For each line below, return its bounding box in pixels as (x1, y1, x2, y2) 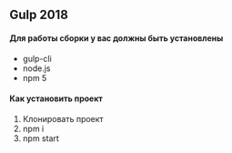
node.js (22, 63, 52, 74)
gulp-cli (22, 53, 52, 64)
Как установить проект (9, 93, 103, 104)
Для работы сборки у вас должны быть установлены (9, 32, 224, 44)
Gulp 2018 (9, 7, 68, 23)
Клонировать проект (22, 113, 104, 124)
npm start (22, 132, 59, 144)
